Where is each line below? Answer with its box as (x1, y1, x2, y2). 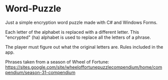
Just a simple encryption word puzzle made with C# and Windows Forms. (5, 19, 158, 25)
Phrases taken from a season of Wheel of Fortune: (5, 59, 109, 65)
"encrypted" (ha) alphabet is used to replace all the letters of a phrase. (5, 34, 151, 40)
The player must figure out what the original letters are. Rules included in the (5, 44, 163, 50)
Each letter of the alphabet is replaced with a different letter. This (5, 29, 139, 35)
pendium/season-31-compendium (5, 69, 76, 75)
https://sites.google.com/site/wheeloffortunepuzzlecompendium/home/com (5, 64, 162, 70)
